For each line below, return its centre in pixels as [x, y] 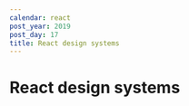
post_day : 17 [34, 34]
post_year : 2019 [40, 26]
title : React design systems [65, 43]
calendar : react [40, 18]
